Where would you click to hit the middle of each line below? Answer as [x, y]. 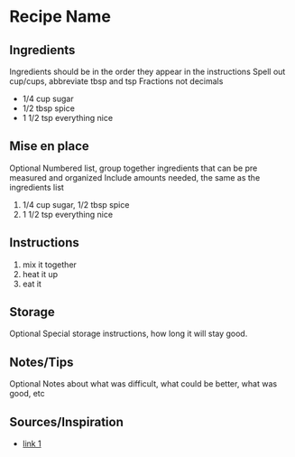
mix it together [49, 265]
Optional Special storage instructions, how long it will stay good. [129, 334]
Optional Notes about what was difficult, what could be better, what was [143, 384]
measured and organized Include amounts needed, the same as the [135, 177]
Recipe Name [60, 17]
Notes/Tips [41, 362]
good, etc [27, 394]
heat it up [40, 274]
